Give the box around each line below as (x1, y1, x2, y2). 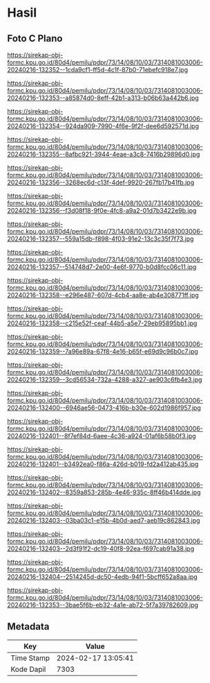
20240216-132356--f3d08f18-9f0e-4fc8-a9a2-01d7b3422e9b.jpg (7, 207, 197, 214)
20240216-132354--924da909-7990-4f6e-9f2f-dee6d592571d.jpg (7, 122, 199, 130)
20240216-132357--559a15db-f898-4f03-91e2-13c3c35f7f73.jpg (7, 234, 194, 243)
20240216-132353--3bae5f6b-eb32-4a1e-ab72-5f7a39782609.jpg (7, 601, 199, 609)
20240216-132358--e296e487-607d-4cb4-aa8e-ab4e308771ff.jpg (7, 291, 199, 299)
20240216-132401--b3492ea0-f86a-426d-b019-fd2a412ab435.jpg (7, 460, 199, 468)
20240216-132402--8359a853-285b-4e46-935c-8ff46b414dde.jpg (7, 488, 201, 496)
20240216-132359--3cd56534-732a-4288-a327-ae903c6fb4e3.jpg (7, 376, 202, 383)
